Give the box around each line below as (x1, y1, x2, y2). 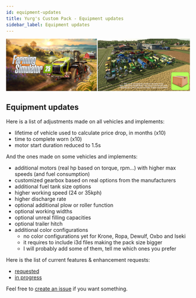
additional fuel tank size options (14, 183, 92, 190)
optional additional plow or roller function (14, 202, 114, 209)
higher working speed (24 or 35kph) (14, 189, 102, 196)
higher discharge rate (14, 195, 66, 202)
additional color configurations (14, 226, 89, 233)
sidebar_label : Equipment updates (6, 22, 90, 27)
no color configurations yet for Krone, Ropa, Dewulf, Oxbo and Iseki (23, 233, 186, 240)
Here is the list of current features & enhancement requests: (6, 256, 150, 263)
